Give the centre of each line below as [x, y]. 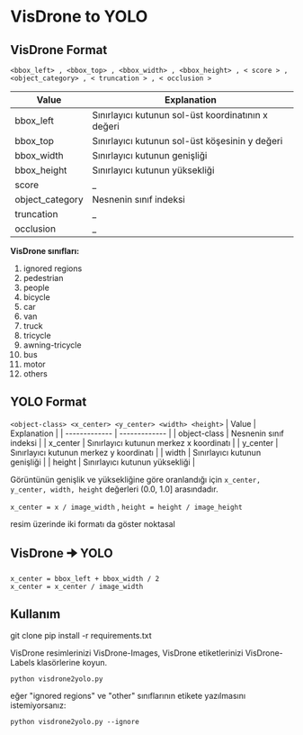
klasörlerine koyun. [72, 663]
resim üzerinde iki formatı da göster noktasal [93, 523]
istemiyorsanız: [38, 705]
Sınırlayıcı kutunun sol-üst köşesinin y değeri [187, 141]
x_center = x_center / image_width [77, 586]
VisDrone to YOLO [79, 17]
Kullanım [36, 614]
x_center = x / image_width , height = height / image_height [126, 506]
